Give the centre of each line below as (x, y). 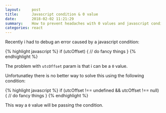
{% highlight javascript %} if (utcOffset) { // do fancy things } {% (71, 52)
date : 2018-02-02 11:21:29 (40, 19)
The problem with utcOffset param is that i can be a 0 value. (66, 66)
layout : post (23, 10)
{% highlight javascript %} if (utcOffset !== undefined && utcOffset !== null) (82, 90)
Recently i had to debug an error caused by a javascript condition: (72, 42)
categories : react (24, 28)
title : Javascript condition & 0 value (52, 14)
